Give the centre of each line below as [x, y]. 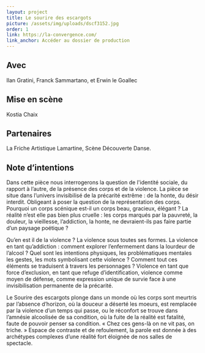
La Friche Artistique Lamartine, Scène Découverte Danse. [79, 149]
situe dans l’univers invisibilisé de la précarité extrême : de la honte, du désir [102, 196]
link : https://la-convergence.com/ [52, 35]
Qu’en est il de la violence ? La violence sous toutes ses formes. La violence [102, 240]
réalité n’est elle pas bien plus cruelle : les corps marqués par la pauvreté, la [102, 215]
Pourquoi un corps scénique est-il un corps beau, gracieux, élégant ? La [97, 209]
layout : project [27, 12]
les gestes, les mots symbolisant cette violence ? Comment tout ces [92, 260]
